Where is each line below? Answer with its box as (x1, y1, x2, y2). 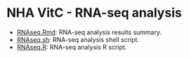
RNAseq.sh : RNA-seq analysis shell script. (16, 35, 140, 43)
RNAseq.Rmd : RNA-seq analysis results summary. (16, 28, 162, 36)
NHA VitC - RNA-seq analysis (6, 5, 182, 21)
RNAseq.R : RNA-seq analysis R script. (16, 43, 127, 51)
